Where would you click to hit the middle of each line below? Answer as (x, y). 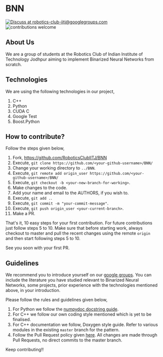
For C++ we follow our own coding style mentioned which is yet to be (82, 314)
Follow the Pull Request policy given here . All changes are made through (85, 335)
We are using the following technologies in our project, (60, 91)
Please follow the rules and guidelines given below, (57, 300)
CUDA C (21, 111)
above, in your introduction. (33, 290)
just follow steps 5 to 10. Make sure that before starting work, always (74, 228)
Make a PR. (24, 214)
